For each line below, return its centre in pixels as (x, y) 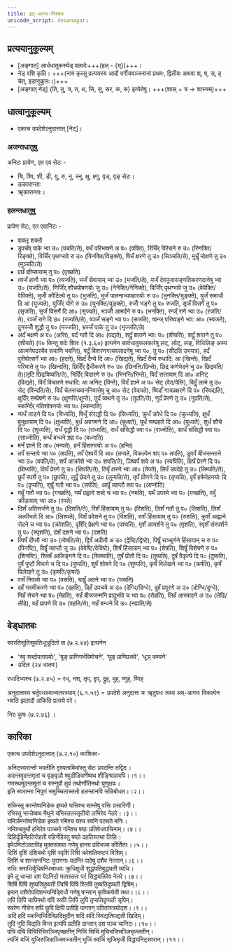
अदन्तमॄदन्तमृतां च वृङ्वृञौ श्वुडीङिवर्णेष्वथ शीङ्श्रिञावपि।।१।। (76, 776)
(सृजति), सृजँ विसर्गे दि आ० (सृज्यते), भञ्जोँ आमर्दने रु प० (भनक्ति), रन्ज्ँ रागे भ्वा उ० (111, 311)
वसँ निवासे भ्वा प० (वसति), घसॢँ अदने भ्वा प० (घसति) (76, 579)
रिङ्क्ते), (27, 256)
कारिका (19, 737)
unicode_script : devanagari (48, 20)
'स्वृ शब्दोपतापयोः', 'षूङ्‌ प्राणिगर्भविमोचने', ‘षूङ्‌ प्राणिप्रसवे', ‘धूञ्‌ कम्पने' (92, 656)
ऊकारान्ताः (29, 184)
